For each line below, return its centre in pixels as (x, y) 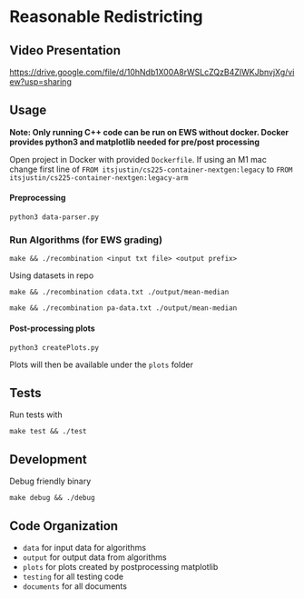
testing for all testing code (73, 576)
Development (49, 459)
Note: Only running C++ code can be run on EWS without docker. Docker (149, 132)
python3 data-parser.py (54, 217)
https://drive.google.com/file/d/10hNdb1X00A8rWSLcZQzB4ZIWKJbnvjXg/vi (152, 72)
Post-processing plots (52, 328)
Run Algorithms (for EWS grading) (86, 240)
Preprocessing (38, 198)
